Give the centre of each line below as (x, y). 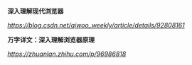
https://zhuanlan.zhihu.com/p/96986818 (67, 54)
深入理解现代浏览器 (36, 11)
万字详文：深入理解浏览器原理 (51, 40)
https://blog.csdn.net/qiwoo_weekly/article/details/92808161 (96, 25)
